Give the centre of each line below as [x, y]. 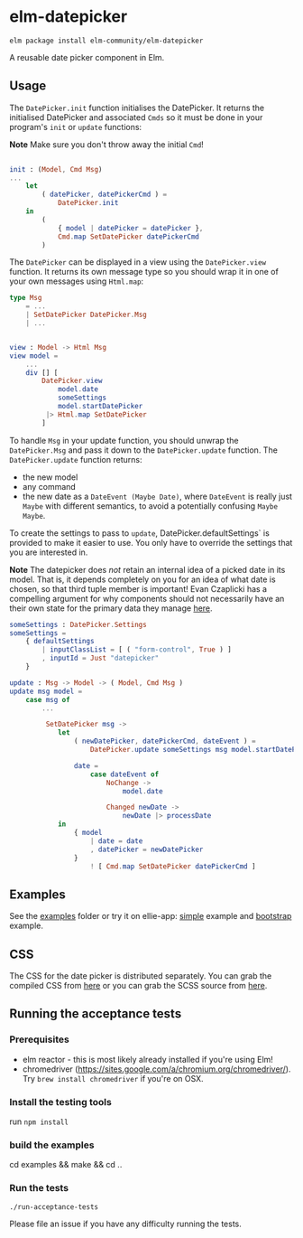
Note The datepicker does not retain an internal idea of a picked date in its [147, 569]
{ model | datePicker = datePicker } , [130, 228]
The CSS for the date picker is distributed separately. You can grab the [141, 976]
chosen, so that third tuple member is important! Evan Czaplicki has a [138, 588]
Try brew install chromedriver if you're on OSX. [113, 1078]
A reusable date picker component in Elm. [87, 57]
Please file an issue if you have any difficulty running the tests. [125, 1224]
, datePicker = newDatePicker [147, 849]
